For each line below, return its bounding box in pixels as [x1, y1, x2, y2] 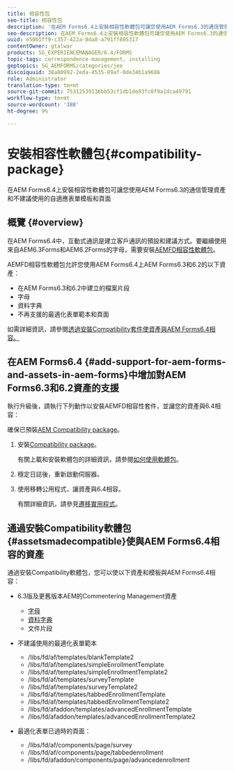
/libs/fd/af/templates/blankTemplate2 [27, 653, 134, 661]
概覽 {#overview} [7, 217, 84, 229]
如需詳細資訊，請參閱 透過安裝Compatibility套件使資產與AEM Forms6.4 [7, 324, 210, 333]
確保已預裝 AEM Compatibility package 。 [7, 426, 124, 434]
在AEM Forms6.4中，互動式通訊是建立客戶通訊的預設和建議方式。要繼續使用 [7, 236, 227, 245]
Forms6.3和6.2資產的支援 [7, 382, 120, 394]
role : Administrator [7, 75, 68, 82]
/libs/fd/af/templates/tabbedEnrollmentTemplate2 [27, 698, 169, 706]
